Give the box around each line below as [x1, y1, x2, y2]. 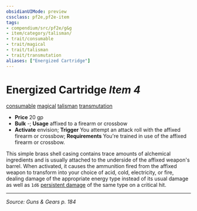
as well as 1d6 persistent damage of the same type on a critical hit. [6, 182, 167, 189]
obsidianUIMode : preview [6, 8, 67, 15]
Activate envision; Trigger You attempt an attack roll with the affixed [14, 126, 181, 133]
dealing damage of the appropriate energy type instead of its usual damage [6, 175, 189, 182]
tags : [6, 19, 19, 25]
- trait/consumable [6, 36, 54, 42]
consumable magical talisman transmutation [6, 102, 113, 109]
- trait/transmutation [6, 52, 62, 58]
